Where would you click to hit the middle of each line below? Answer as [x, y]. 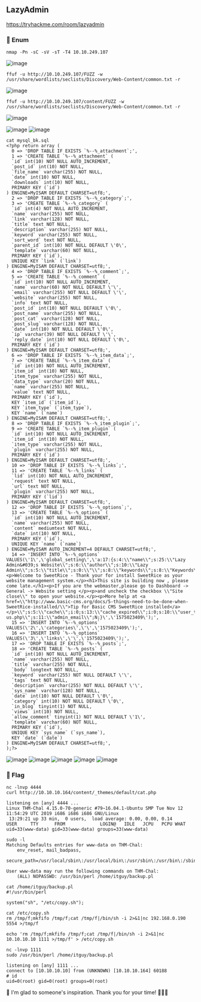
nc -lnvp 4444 [24, 788]
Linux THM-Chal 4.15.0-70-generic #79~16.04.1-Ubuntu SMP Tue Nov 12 [95, 809]
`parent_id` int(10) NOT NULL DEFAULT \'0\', [69, 246]
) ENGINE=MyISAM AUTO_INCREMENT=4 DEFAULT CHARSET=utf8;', [81, 550]
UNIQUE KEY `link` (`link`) [47, 261]
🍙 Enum [17, 40]
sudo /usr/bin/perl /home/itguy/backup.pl [60, 955]
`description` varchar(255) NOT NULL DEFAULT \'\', [77, 686]
